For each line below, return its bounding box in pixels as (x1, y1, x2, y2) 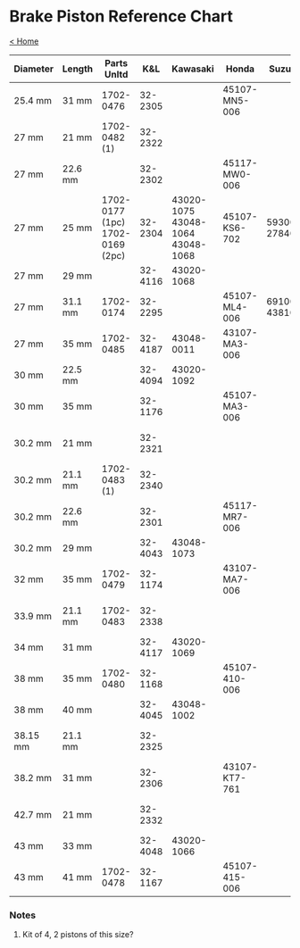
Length (62, 62, 94, 75)
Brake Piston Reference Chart (9, 6, 234, 27)
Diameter (13, 62, 54, 75)
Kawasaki (171, 62, 214, 75)
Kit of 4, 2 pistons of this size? (21, 929, 134, 940)
